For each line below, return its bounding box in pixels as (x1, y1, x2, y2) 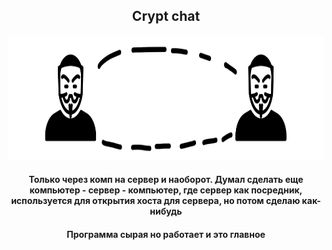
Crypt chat (131, 8, 201, 25)
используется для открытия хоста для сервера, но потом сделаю (11, 195, 301, 207)
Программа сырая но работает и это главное (66, 229, 266, 240)
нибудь (149, 205, 183, 218)
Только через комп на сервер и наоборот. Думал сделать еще (28, 174, 304, 186)
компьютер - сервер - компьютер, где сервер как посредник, (29, 184, 303, 196)
